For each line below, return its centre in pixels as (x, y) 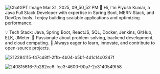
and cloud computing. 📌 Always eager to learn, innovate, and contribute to (80, 43)
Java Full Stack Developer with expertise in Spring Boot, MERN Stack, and (80, 13)
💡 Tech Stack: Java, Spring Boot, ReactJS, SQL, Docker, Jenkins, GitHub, (79, 32)
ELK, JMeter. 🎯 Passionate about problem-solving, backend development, (80, 38)
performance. (19, 23)
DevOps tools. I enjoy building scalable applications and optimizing (72, 18)
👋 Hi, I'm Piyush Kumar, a (125, 7)
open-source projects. (28, 48)
